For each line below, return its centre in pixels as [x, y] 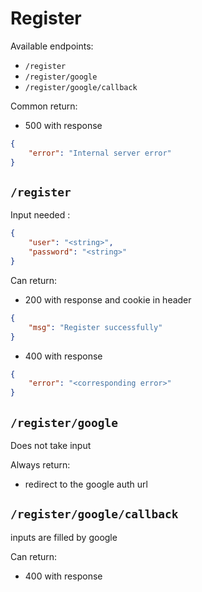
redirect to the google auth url [86, 484]
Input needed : [40, 215]
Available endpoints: [52, 46]
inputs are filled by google [64, 537]
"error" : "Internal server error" [100, 153]
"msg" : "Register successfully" [95, 327]
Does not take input [51, 445]
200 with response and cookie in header [108, 299]
